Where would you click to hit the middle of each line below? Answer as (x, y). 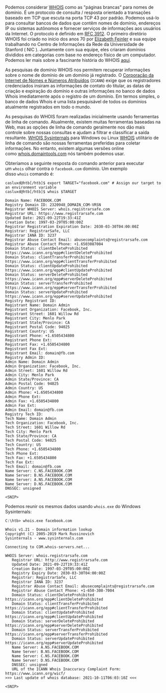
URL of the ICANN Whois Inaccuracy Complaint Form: (66, 669)
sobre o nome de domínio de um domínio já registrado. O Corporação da (80, 75)
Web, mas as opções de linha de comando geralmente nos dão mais (75, 127)
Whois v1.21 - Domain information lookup (49, 529)
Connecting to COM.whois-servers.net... (48, 547)
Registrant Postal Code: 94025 (38, 327)
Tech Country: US (23, 445)
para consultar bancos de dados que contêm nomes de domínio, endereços (83, 23)
